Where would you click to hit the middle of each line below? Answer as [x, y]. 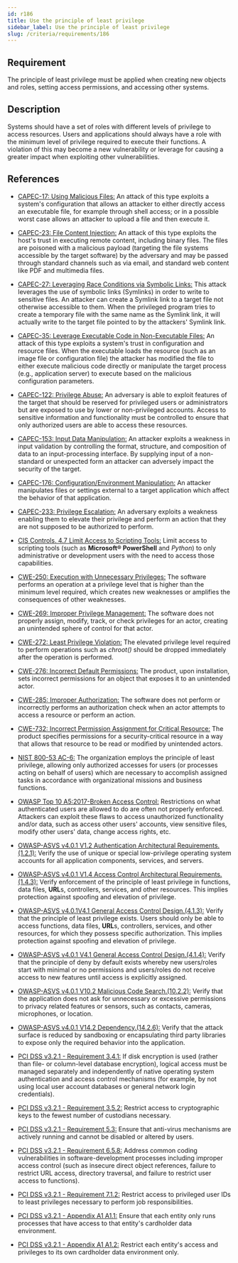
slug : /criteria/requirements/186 [59, 34]
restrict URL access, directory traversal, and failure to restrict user [114, 1173]
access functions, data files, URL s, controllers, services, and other [115, 926]
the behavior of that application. [64, 497]
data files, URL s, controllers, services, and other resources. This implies [123, 889]
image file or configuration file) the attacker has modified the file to [116, 358]
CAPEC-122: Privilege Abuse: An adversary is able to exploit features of [122, 394]
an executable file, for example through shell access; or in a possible [118, 211]
